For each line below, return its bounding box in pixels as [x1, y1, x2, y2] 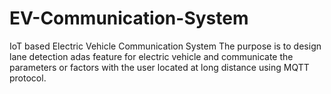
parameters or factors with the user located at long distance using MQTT [9, 61, 310, 73]
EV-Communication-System [9, 7, 249, 30]
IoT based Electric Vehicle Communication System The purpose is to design [9, 40, 322, 52]
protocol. [9, 72, 47, 84]
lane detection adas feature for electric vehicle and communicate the [9, 50, 294, 62]
